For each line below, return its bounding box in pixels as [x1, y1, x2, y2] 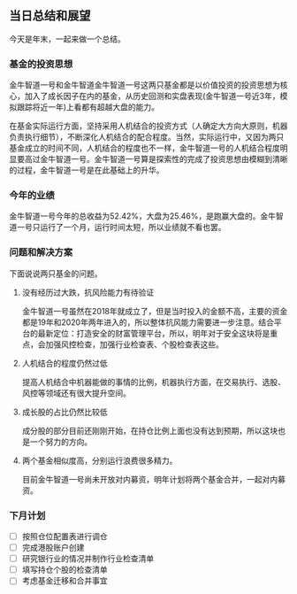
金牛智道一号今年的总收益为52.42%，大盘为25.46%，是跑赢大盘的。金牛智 [9, 211, 285, 221]
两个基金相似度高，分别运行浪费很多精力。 [21, 455, 178, 466]
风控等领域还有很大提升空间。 [21, 388, 131, 398]
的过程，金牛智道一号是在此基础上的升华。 [9, 165, 164, 175]
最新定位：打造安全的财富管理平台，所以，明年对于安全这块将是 [37, 328, 270, 338]
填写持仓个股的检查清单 [21, 565, 108, 575]
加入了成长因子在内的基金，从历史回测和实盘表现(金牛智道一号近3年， [24, 91, 280, 102]
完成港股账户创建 [21, 543, 85, 553]
